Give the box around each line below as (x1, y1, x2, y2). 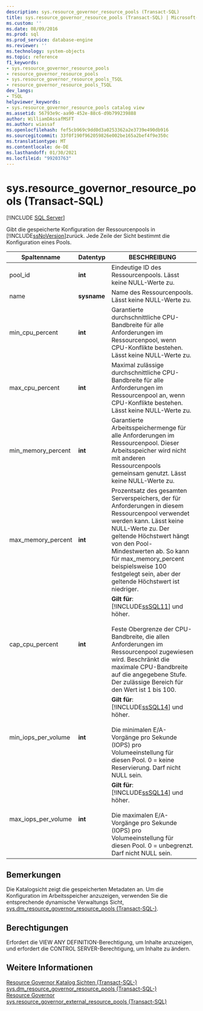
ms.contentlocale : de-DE (6, 143, 69, 150)
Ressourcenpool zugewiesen (111, 648, 194, 656)
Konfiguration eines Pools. (6, 239, 72, 246)
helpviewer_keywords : (6, 99, 61, 105)
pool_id (9, 271, 30, 279)
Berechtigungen (6, 923, 69, 933)
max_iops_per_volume (9, 815, 72, 823)
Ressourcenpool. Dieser (111, 439, 179, 447)
